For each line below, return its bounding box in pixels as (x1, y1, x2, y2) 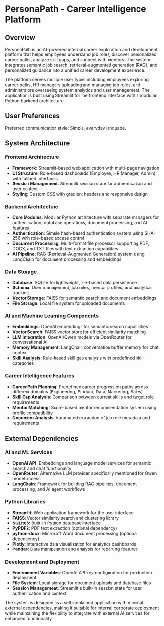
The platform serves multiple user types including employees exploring (5, 77, 149, 82)
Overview (5, 33, 36, 42)
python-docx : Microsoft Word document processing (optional (12, 530, 138, 536)
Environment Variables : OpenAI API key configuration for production (12, 569, 152, 575)
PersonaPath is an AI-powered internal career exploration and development (5, 47, 158, 52)
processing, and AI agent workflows (12, 486, 85, 492)
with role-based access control (21, 235, 84, 241)
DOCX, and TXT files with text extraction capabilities (12, 245, 119, 251)
